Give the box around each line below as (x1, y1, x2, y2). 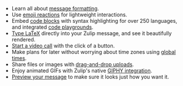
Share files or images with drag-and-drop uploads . (11, 61, 134, 68)
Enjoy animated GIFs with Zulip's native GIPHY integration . (11, 67, 153, 74)
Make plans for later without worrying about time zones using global (11, 49, 176, 55)
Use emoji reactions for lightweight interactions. (11, 11, 127, 18)
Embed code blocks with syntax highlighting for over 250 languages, (11, 18, 177, 24)
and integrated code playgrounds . (11, 23, 94, 30)
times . (11, 55, 27, 61)
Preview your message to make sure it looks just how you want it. (11, 73, 170, 80)
